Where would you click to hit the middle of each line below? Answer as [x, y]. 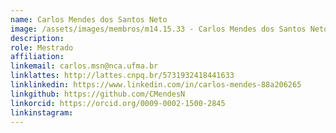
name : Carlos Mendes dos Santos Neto [89, 19]
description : [37, 38]
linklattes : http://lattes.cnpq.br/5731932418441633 [122, 76]
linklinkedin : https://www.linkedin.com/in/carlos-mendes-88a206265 [156, 85]
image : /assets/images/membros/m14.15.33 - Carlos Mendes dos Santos [158, 29]
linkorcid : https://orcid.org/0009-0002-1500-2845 [118, 103]
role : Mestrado [42, 47]
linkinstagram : [42, 112]
